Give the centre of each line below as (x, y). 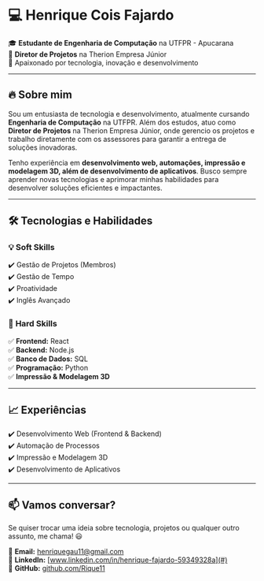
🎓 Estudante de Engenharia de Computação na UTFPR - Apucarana (121, 43)
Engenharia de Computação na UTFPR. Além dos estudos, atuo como (122, 122)
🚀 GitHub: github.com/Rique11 (57, 568)
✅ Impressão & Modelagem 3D (59, 376)
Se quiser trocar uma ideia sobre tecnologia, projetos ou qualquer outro (124, 528)
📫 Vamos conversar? (62, 505)
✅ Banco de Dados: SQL (48, 359)
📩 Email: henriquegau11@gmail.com (66, 552)
